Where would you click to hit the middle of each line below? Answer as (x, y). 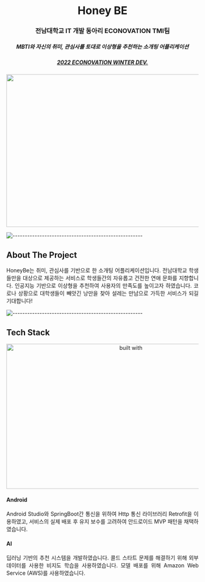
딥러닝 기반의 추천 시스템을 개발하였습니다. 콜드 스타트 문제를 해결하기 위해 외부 (103, 558)
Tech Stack (28, 333)
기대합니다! (20, 301)
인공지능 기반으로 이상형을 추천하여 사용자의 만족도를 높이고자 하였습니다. (103, 286)
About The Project (42, 255)
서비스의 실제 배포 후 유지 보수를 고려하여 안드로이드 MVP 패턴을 (106, 522)
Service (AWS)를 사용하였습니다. (46, 573)
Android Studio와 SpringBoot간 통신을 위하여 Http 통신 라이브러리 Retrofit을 (99, 514)
